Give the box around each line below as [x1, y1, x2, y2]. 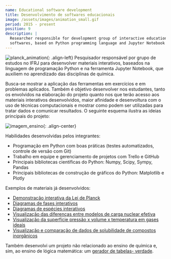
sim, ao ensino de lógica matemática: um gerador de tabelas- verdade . [5, 248, 154, 254]
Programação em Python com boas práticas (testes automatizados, [12, 142, 154, 149]
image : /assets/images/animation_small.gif [5, 17, 99, 22]
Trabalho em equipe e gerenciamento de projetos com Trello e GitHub [12, 153, 159, 159]
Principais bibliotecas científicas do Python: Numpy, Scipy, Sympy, [12, 159, 153, 165]
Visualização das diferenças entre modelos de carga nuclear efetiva [12, 211, 156, 217]
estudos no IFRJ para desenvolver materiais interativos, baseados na [5, 60, 150, 66]
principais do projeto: [5, 113, 50, 119]
